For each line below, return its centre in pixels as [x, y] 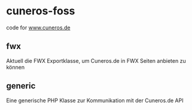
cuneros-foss [41, 11]
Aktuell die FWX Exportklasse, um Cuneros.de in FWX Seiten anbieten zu [96, 60]
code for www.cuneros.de [38, 27]
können [16, 67]
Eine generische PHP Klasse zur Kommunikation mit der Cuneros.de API [95, 100]
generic [21, 86]
